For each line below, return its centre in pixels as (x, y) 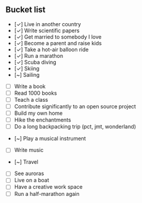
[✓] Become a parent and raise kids (58, 43)
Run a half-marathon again (47, 193)
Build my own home (38, 113)
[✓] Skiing (27, 68)
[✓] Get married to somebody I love (58, 37)
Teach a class (31, 99)
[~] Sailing (27, 74)
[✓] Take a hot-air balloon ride (51, 49)
